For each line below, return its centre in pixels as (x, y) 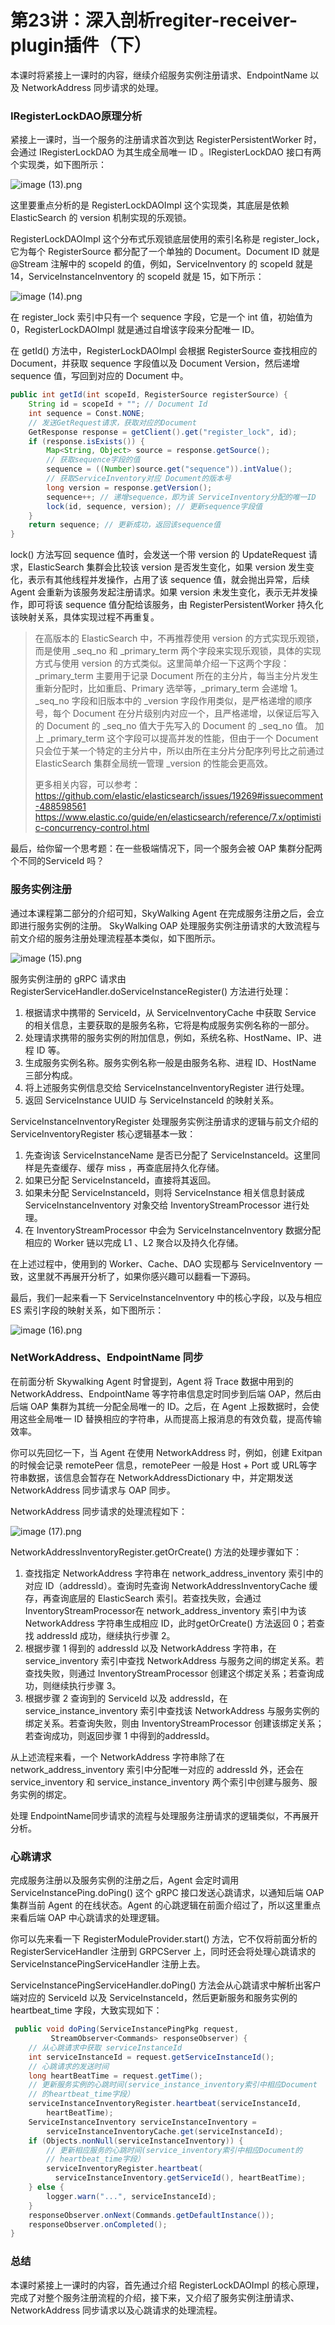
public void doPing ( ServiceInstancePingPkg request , (127, 2029)
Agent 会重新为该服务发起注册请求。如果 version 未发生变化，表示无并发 (160, 592)
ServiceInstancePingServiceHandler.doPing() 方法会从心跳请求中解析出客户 (166, 1985)
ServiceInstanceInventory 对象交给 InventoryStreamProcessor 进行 (163, 1205)
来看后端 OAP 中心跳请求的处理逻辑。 (87, 1918)
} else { (46, 2187)
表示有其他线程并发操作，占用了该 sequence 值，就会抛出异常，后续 (168, 580)
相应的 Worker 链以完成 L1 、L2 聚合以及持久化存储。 (134, 1242)
